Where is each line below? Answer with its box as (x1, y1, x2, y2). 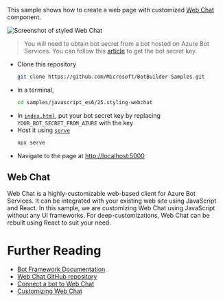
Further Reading (7, 242, 102, 258)
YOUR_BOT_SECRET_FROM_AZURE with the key (16, 118, 134, 127)
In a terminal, (16, 86, 54, 94)
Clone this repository (16, 60, 77, 68)
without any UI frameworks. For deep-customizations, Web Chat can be (7, 212, 210, 220)
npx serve (16, 139, 46, 146)
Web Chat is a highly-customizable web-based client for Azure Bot (7, 190, 196, 198)
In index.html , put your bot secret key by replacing (16, 111, 161, 119)
